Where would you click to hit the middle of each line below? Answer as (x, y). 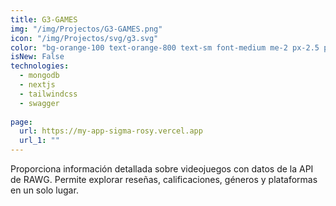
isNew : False (37, 57)
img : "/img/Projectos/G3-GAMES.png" (86, 29)
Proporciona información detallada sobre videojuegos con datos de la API (162, 169)
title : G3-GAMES (44, 19)
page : (21, 122)
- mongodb (39, 76)
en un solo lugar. (44, 190)
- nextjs (37, 85)
